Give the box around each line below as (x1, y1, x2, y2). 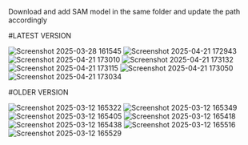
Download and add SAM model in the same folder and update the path (8, 7, 241, 16)
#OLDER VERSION (8, 87, 70, 97)
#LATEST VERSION (8, 31, 72, 40)
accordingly (8, 15, 48, 25)
